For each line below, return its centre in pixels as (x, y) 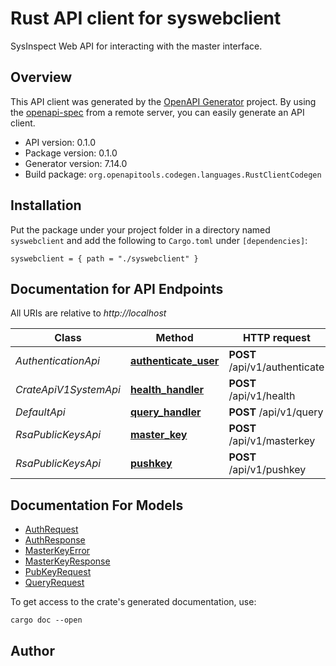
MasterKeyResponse (67, 561)
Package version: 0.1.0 (71, 153)
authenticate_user (174, 361)
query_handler (165, 412)
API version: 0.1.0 (60, 142)
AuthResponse (55, 540)
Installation (46, 205)
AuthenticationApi (57, 361)
